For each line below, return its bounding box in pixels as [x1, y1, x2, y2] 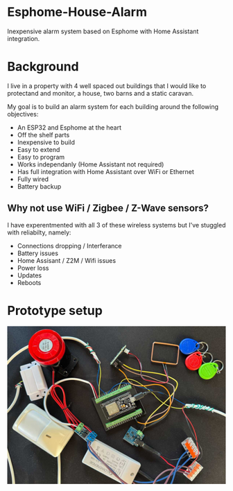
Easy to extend [17, 145, 60, 153]
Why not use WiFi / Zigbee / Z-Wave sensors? [7, 203, 209, 214]
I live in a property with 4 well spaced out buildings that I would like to [7, 81, 207, 90]
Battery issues [17, 249, 59, 257]
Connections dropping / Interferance [17, 241, 123, 250]
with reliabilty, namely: [7, 228, 71, 236]
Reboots [17, 278, 42, 286]
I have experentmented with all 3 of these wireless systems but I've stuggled [7, 221, 226, 229]
